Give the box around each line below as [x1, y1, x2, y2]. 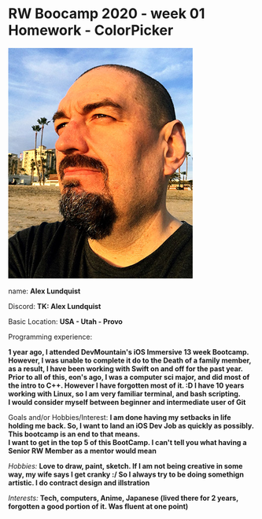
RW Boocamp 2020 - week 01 [8, 5, 205, 23]
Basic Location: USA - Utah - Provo [8, 316, 124, 326]
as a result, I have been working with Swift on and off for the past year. [8, 363, 244, 374]
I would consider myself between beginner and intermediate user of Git [8, 397, 246, 407]
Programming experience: [8, 332, 93, 341]
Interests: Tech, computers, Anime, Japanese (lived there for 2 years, [8, 493, 238, 502]
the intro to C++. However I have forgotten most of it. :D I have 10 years [8, 381, 245, 390]
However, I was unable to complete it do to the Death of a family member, [8, 355, 252, 365]
